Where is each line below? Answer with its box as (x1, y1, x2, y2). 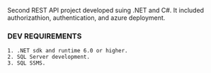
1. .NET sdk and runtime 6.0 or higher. (7, 47, 129, 55)
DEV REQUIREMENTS (7, 31, 82, 41)
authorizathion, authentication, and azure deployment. (7, 13, 166, 22)
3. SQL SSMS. (7, 60, 46, 67)
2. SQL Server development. (7, 53, 91, 61)
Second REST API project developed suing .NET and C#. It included (7, 6, 204, 14)
